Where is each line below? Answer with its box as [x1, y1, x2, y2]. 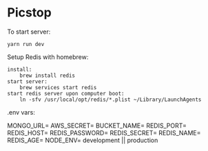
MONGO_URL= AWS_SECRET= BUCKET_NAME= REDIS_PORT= [7, 121, 187, 130]
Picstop [7, 5, 52, 21]
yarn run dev [7, 40, 45, 47]
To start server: [7, 27, 51, 36]
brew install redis [19, 72, 76, 79]
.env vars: [7, 108, 36, 116]
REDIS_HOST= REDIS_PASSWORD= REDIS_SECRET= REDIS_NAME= [7, 128, 201, 137]
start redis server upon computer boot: [7, 90, 125, 97]
